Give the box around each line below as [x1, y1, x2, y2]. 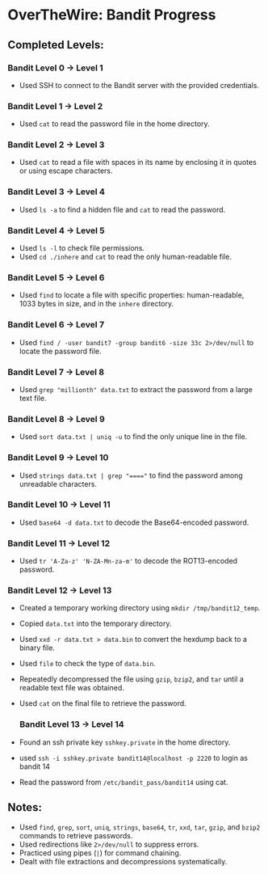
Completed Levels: [7, 38, 104, 52]
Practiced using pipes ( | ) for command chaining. [19, 847, 182, 858]
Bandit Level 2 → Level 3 [7, 139, 105, 150]
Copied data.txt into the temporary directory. [19, 619, 172, 628]
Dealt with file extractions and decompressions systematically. [19, 856, 228, 866]
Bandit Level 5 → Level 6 [7, 272, 105, 283]
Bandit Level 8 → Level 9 [7, 413, 106, 424]
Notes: [7, 800, 42, 814]
